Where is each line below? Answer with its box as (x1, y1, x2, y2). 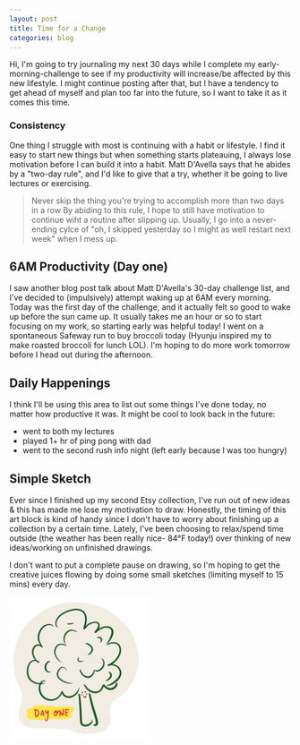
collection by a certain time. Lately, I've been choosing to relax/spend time (9, 524, 284, 535)
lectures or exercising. (9, 177, 91, 188)
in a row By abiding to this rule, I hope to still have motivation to (30, 204, 265, 215)
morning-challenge (9, 68, 81, 80)
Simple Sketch (9, 471, 91, 486)
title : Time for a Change (9, 23, 106, 33)
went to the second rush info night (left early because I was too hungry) (21, 445, 288, 456)
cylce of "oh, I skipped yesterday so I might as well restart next (58, 224, 291, 235)
